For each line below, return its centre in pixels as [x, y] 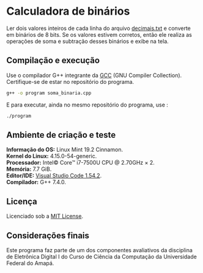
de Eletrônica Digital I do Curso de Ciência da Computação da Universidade [102, 256]
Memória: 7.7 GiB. [29, 169]
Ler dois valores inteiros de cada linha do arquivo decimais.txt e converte [99, 28]
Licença [22, 201]
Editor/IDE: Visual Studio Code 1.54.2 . [54, 176]
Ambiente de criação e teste [61, 135]
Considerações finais [48, 235]
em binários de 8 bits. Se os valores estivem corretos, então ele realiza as [99, 34]
